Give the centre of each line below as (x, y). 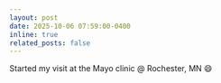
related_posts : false (50, 43)
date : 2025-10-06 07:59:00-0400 (70, 26)
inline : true (34, 34)
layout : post (34, 18)
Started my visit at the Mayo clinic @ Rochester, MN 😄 (111, 69)
